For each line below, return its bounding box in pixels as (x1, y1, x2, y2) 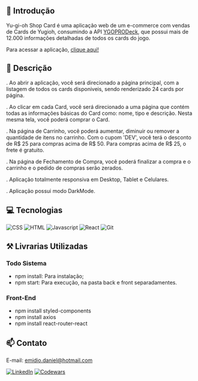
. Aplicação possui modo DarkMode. (6, 187, 96, 194)
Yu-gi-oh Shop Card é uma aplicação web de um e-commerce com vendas (6, 21, 190, 29)
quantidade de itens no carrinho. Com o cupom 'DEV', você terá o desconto (6, 133, 191, 140)
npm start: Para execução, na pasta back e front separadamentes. (14, 279, 177, 286)
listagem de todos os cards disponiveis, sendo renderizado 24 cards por (6, 85, 184, 92)
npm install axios (14, 314, 56, 321)
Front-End (6, 294, 36, 302)
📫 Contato (6, 338, 48, 348)
